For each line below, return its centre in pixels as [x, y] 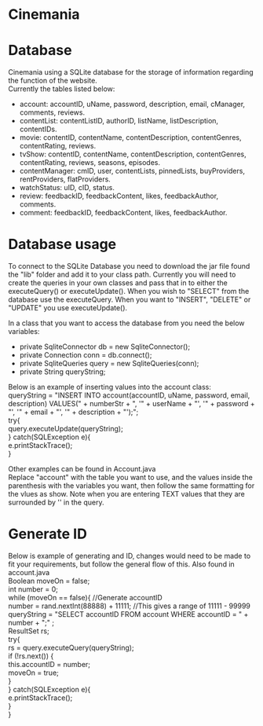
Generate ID [48, 534]
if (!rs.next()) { [31, 656]
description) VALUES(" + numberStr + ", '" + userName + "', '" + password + [131, 404]
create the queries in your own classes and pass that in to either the [118, 283]
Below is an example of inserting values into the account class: [110, 387]
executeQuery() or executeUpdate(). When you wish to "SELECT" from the [129, 291]
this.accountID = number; [49, 664]
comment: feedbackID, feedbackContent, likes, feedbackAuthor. [123, 213]
